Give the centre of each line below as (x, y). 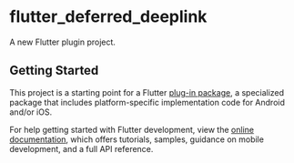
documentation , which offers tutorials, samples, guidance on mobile (137, 139)
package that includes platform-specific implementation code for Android (147, 102)
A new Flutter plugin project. (63, 42)
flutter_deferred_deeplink (108, 17)
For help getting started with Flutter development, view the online (132, 129)
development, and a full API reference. (81, 148)
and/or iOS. (31, 112)
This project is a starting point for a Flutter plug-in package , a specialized (147, 92)
